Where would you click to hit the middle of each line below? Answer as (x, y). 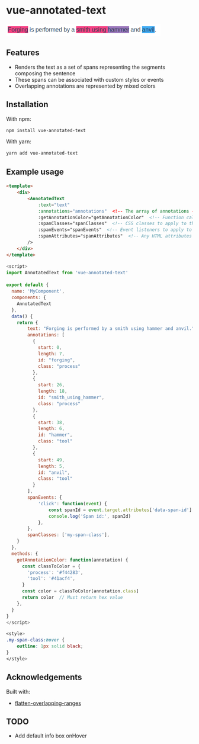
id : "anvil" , (54, 472)
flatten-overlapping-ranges (48, 703)
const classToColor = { (51, 566)
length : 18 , (52, 392)
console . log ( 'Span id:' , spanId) (90, 516)
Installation (27, 105)
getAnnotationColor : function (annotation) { (73, 560)
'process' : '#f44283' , (55, 572)
